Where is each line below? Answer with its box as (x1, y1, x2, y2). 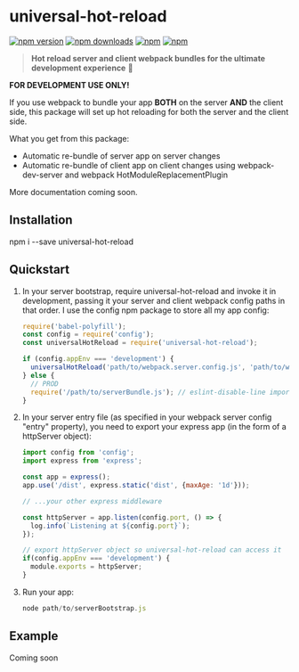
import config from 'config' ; (21, 448, 135, 457)
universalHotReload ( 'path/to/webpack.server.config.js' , (30, 363, 246, 372)
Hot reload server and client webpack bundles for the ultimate (30, 53, 265, 63)
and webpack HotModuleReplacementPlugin (65, 169, 229, 180)
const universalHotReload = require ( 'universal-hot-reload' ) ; (21, 339, 258, 348)
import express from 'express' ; (21, 456, 142, 465)
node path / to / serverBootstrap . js (21, 603, 147, 612)
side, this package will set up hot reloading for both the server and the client (9, 106, 289, 117)
